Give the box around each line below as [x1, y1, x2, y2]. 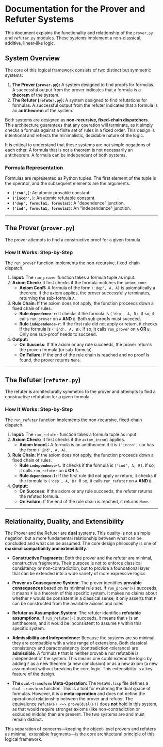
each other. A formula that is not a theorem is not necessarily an [5, 147, 133, 153]
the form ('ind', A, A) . [19, 447, 67, 453]
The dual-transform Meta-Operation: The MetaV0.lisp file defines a [12, 680, 148, 686]
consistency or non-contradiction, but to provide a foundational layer [12, 565, 150, 571]
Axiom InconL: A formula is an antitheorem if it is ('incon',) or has [19, 442, 154, 448]
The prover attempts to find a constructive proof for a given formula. [5, 237, 142, 242]
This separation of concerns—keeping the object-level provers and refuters [5, 726, 156, 732]
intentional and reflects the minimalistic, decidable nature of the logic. [5, 132, 145, 138]
